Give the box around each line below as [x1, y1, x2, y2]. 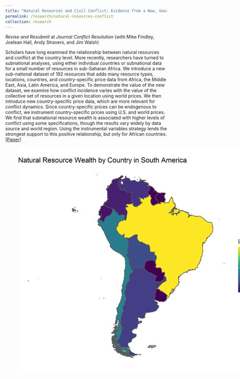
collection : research [5, 19, 52, 24]
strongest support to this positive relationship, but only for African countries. [5, 131, 167, 137]
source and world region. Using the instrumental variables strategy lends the [5, 126, 167, 132]
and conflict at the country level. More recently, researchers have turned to [5, 54, 164, 61]
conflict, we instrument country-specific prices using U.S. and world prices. [5, 109, 165, 116]
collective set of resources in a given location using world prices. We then [5, 93, 162, 99]
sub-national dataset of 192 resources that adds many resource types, [5, 71, 154, 77]
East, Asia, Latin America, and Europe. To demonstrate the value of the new [5, 82, 165, 88]
